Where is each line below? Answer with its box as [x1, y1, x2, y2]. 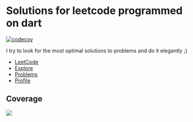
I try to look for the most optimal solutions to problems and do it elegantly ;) [6, 47, 188, 54]
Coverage [6, 94, 43, 104]
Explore [14, 64, 33, 71]
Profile [14, 77, 31, 84]
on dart [6, 16, 42, 30]
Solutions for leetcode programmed [6, 4, 183, 18]
